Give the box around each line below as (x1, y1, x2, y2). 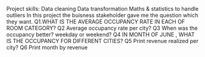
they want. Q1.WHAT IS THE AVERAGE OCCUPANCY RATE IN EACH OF (6, 18, 185, 25)
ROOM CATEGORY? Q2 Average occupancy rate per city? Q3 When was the (6, 24, 198, 32)
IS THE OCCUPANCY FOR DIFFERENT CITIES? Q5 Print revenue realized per (6, 38, 199, 44)
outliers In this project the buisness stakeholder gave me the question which (6, 12, 199, 19)
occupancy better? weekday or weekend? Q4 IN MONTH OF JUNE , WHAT (6, 31, 195, 38)
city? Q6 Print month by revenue (6, 44, 88, 51)
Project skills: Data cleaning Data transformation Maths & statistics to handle (6, 5, 199, 12)
